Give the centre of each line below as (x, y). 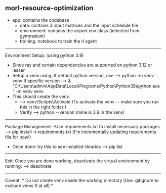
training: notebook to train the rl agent (58, 41)
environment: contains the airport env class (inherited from (80, 30)
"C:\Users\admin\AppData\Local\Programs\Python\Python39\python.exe (86, 86)
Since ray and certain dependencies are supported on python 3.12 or (82, 65)
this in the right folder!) (43, 107)
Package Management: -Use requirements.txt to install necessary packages (83, 126)
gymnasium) (32, 36)
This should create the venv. (41, 96)
